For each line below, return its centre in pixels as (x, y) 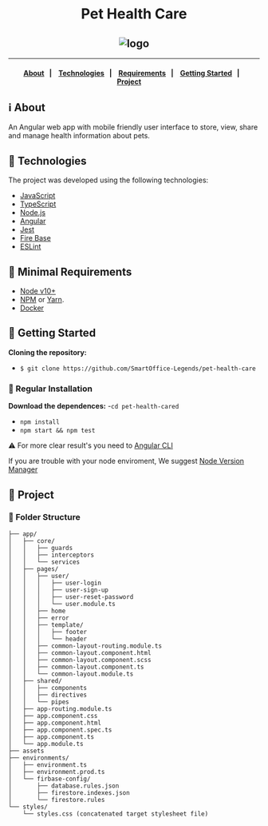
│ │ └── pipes (39, 702)
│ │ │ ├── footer (48, 632)
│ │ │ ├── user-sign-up (59, 590)
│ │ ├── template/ (46, 624)
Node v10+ (38, 291)
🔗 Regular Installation (51, 389)
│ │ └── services (44, 562)
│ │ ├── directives (48, 695)
